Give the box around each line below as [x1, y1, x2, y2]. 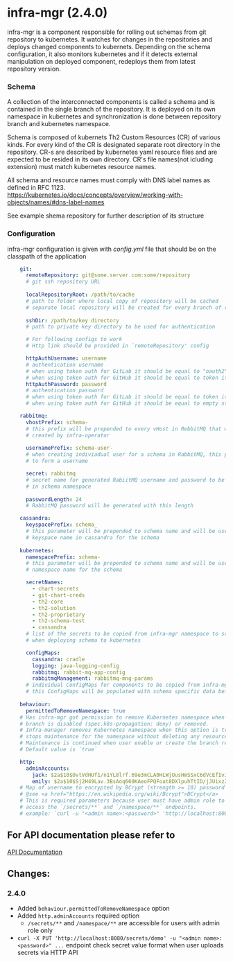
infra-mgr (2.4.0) [7, 5, 108, 21]
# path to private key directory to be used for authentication [25, 324, 216, 331]
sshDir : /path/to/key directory [25, 317, 119, 324]
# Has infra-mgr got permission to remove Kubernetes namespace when [19, 714, 225, 721]
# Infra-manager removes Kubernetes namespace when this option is [19, 726, 218, 734]
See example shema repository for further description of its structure [7, 211, 205, 220]
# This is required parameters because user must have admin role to [19, 797, 225, 805]
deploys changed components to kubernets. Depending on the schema [7, 42, 211, 51]
